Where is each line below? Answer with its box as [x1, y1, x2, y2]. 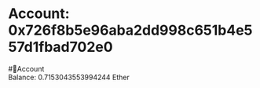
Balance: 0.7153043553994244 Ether [8, 72, 130, 82]
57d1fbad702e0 [8, 38, 113, 56]
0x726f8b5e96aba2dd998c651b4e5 [8, 21, 253, 39]
